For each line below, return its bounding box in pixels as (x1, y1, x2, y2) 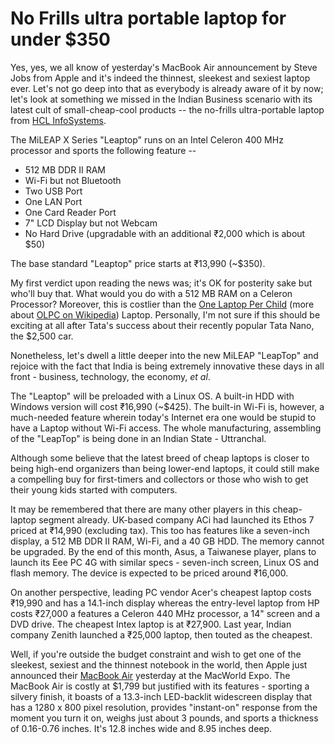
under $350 (10, 28, 111, 51)
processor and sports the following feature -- (10, 144, 197, 156)
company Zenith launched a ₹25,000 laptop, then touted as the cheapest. (10, 628, 313, 641)
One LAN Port (24, 195, 83, 207)
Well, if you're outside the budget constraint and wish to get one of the (10, 648, 302, 660)
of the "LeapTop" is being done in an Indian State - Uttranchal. (10, 432, 267, 444)
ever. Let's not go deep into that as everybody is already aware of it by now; (10, 82, 324, 94)
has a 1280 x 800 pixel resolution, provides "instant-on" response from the (10, 701, 318, 713)
